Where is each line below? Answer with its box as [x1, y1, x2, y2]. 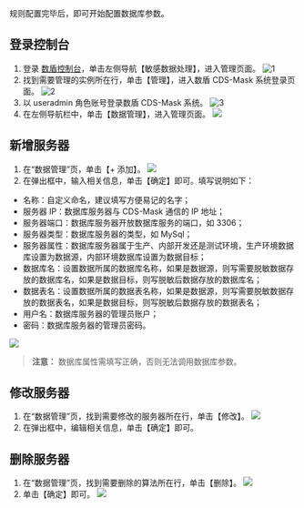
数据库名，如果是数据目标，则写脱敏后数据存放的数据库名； [38, 274, 262, 285]
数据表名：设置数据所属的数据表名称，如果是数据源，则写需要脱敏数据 [22, 285, 287, 296]
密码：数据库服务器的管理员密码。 [22, 320, 151, 330]
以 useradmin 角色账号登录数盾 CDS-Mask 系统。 [22, 97, 208, 107]
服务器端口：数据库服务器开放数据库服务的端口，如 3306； [22, 217, 245, 228]
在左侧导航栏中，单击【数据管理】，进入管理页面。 [22, 108, 211, 119]
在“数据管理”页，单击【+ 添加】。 [22, 163, 146, 175]
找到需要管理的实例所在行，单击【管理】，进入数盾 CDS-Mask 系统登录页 [22, 74, 296, 85]
